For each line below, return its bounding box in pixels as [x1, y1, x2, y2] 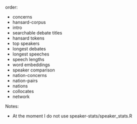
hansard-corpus [12, 19, 46, 25]
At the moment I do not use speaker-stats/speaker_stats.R [12, 113, 132, 119]
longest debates [12, 46, 46, 51]
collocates [12, 88, 34, 94]
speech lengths [12, 56, 44, 62]
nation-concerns [12, 72, 47, 78]
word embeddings [12, 62, 50, 67]
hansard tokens [12, 35, 45, 41]
